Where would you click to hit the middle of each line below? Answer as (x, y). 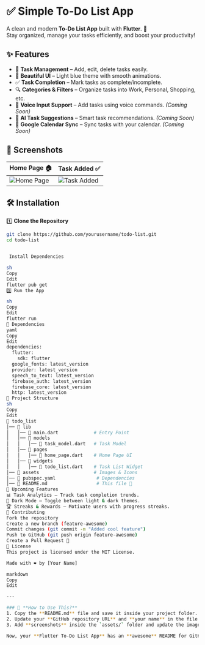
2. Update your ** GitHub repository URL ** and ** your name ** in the (95, 619)
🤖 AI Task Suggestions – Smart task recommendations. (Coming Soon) (105, 118)
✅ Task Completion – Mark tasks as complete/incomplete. (89, 82)
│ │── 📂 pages (27, 450)
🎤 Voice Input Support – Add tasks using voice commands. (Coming (101, 105)
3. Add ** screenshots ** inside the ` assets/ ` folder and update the (95, 625)
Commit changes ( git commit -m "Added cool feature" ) (76, 529)
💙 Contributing (26, 512)
